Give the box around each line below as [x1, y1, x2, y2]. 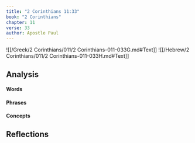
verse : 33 [6, 25, 30, 31]
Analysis [6, 69, 39, 79]
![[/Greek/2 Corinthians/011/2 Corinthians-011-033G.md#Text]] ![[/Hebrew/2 [6, 46, 190, 53]
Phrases [6, 99, 27, 106]
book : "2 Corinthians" [6, 14, 61, 20]
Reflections [6, 129, 49, 139]
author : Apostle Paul [6, 30, 59, 36]
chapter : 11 [6, 19, 35, 25]
